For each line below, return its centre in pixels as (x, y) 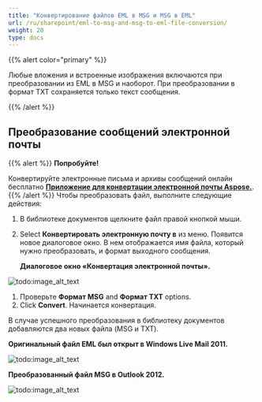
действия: (25, 204)
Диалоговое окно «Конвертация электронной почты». (115, 266)
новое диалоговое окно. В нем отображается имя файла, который (131, 243)
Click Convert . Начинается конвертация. (88, 305)
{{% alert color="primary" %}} (58, 60)
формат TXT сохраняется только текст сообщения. (94, 92)
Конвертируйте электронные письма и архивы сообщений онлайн (120, 179)
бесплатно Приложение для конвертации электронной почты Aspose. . (131, 187)
